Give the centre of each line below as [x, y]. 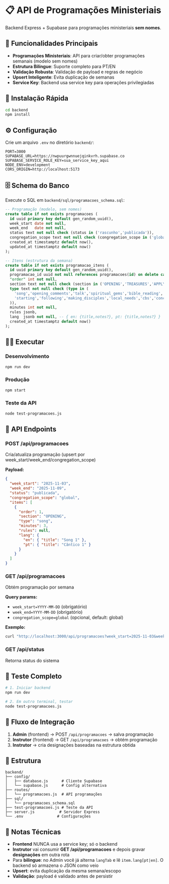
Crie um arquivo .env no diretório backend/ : [50, 143]
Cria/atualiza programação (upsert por [45, 454]
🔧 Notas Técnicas [33, 832]
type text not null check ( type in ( [49, 288]
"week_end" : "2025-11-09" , [38, 488]
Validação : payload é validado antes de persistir [63, 876]
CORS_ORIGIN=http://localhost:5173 [43, 169]
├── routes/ [18, 790]
